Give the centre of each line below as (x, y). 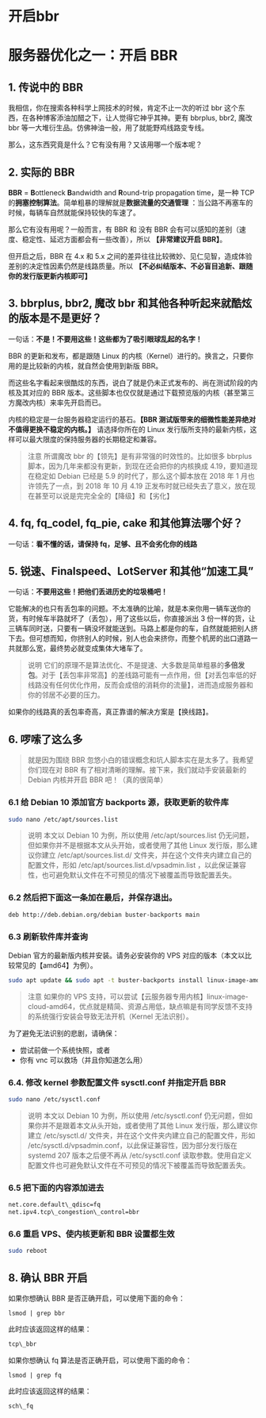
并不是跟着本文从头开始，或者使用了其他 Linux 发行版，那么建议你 (150, 1125)
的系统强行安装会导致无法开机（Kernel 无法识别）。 (110, 1016)
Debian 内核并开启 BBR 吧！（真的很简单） (97, 780)
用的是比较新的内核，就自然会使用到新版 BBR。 (85, 365)
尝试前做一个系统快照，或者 (65, 1050)
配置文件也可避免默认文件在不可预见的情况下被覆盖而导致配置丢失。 (139, 1165)
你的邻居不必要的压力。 (66, 695)
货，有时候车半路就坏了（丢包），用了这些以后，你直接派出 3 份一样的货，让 (132, 618)
